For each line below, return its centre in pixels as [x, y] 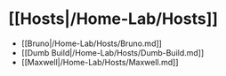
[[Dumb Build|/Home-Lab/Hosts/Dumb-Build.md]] [113, 52]
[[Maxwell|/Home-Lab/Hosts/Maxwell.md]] [100, 62]
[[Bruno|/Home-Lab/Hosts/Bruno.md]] [91, 43]
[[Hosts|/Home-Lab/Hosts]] [113, 19]
